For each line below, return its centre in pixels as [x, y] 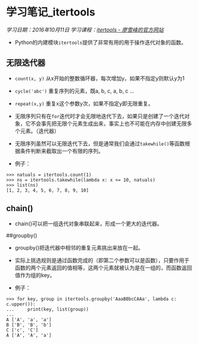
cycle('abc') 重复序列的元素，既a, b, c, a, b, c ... [75, 91]
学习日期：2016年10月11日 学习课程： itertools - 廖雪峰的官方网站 [85, 30]
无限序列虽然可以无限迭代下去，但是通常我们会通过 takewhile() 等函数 [100, 144]
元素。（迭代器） [40, 130]
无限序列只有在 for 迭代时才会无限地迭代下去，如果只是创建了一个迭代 [100, 116]
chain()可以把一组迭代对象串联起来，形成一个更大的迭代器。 [88, 224]
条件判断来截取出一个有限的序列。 [62, 151]
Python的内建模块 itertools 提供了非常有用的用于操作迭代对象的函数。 [100, 42]
